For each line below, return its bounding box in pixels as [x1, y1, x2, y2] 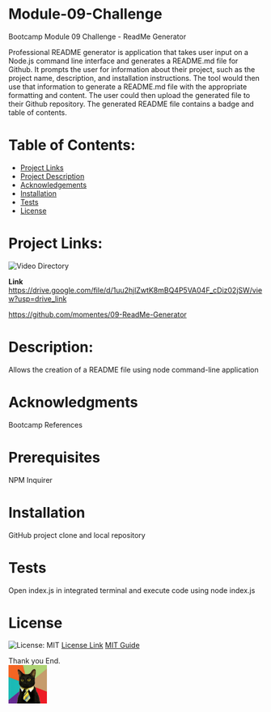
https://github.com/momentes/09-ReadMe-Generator [8, 309, 188, 319]
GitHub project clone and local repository [8, 530, 146, 539]
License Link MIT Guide [61, 641, 140, 650]
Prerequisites [8, 448, 101, 467]
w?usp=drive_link [8, 293, 67, 304]
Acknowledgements [19, 180, 87, 190]
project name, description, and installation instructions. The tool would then [8, 73, 260, 83]
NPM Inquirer [8, 475, 53, 484]
